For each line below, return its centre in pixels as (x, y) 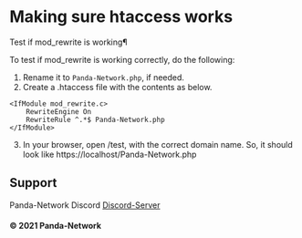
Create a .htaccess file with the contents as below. (117, 87)
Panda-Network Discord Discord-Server (85, 205)
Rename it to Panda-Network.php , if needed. (104, 77)
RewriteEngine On (59, 111)
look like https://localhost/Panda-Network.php (109, 154)
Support (33, 183)
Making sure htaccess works (121, 17)
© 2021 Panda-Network (56, 226)
